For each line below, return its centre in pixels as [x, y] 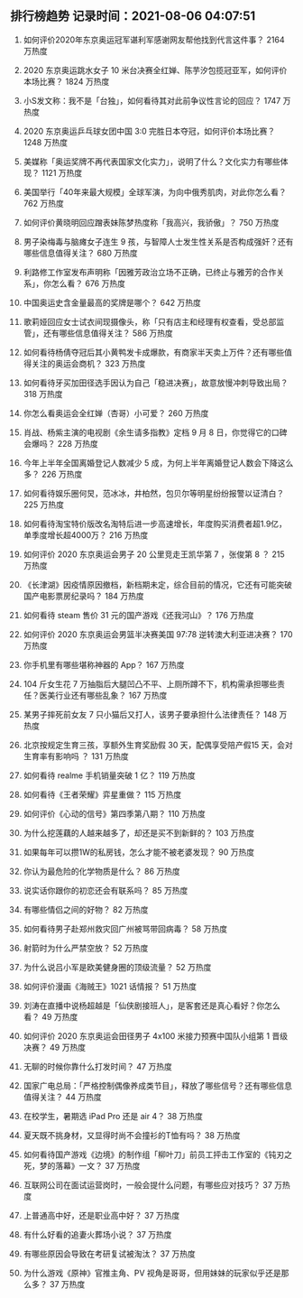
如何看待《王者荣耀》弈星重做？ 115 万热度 [102, 794]
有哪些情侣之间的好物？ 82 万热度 [86, 909]
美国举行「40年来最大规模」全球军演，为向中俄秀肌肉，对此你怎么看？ [155, 191]
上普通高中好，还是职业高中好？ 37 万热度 [101, 1215]
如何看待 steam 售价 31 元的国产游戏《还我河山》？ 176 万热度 [139, 615]
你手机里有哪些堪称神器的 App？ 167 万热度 [104, 664]
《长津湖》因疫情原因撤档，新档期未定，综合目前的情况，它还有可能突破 [157, 584]
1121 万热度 [62, 172]
